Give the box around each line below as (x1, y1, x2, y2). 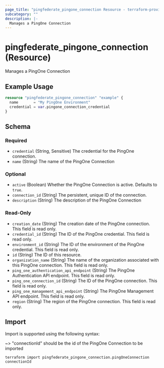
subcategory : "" (5, 12, 38, 17)
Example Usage (5, 82, 54, 91)
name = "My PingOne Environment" (9, 100, 91, 105)
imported (5, 345, 23, 351)
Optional (5, 171, 26, 178)
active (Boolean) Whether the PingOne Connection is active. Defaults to (12, 182, 158, 188)
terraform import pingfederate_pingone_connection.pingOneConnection (5, 355, 150, 360)
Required (5, 137, 27, 144)
